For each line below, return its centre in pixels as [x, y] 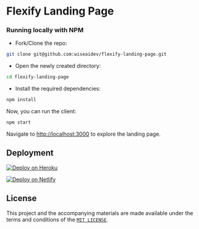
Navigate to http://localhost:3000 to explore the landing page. [83, 134]
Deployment [30, 153]
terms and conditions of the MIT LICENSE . [57, 219]
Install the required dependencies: [58, 88]
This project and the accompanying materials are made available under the [100, 213]
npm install [21, 100]
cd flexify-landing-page [38, 77]
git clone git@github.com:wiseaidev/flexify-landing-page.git [86, 55]
